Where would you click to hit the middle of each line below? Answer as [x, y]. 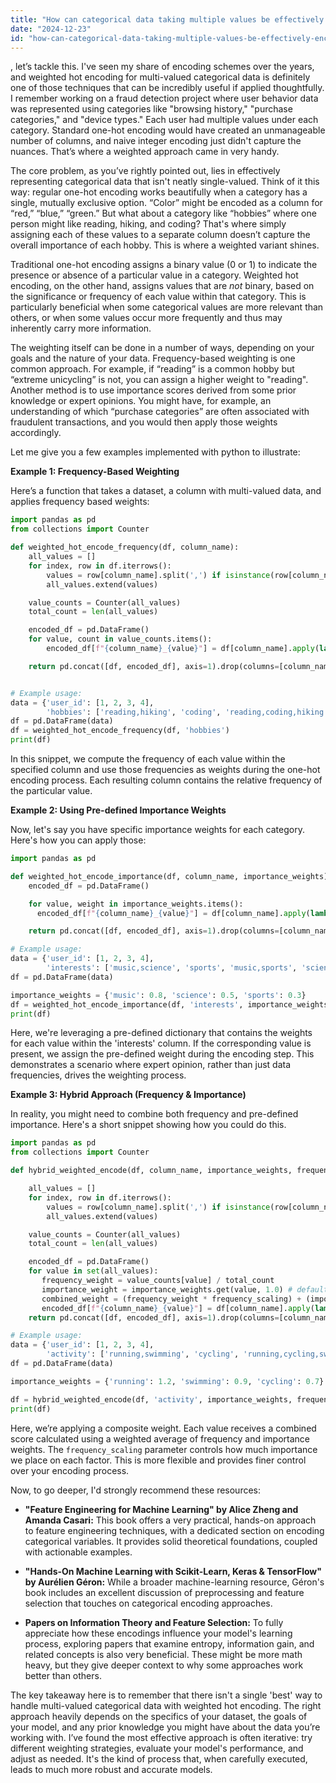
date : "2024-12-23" [51, 29]
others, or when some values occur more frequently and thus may [146, 318]
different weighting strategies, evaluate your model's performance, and [157, 1748]
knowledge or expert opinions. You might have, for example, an [141, 401]
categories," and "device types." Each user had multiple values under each [164, 120]
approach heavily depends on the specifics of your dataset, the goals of [159, 1716]
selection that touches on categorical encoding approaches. [148, 1603]
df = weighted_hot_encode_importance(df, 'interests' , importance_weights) [171, 1004]
